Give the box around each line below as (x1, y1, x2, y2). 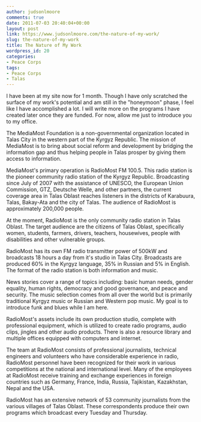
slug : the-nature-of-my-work (6, 37, 79, 43)
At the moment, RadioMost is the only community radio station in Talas (6, 217, 181, 224)
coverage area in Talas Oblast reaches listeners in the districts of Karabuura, (6, 192, 196, 200)
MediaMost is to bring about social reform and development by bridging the (6, 142, 193, 150)
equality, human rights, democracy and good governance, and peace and (6, 285, 188, 292)
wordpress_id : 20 (6, 48, 50, 54)
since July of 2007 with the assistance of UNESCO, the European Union (6, 180, 184, 187)
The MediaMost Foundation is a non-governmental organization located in (6, 130, 190, 137)
